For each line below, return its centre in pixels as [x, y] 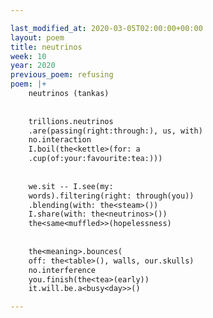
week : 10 [28, 56]
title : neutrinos [46, 47]
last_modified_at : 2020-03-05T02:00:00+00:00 [106, 28]
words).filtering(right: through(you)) [111, 196]
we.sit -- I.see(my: [71, 186]
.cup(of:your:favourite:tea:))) [95, 159]
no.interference [62, 270]
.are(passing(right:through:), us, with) [115, 131]
